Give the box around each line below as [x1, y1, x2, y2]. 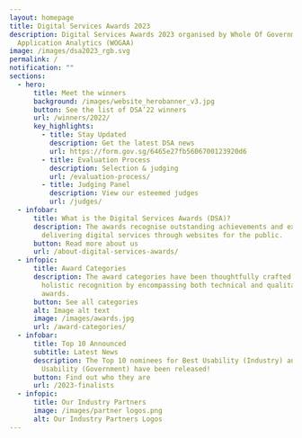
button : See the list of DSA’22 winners [32, 105, 187, 114]
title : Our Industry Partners [32, 398, 147, 407]
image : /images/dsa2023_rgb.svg [9, 47, 130, 56]
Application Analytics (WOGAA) [17, 38, 135, 48]
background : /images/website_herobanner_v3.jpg [32, 96, 216, 106]
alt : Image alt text [32, 306, 111, 315]
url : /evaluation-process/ [49, 172, 151, 181]
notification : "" [9, 64, 75, 73]
